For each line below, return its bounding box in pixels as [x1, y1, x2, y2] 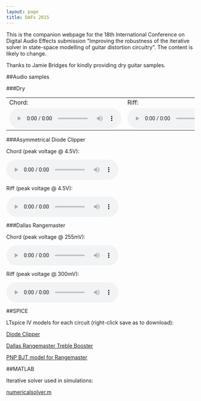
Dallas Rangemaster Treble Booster [6, 342, 93, 349]
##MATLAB [6, 365, 35, 372]
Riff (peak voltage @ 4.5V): [6, 184, 73, 192]
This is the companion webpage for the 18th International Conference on [6, 31, 185, 38]
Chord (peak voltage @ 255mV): [6, 233, 86, 240]
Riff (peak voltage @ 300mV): [6, 270, 80, 277]
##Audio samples [6, 73, 50, 80]
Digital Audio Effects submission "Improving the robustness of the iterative [6, 37, 190, 44]
